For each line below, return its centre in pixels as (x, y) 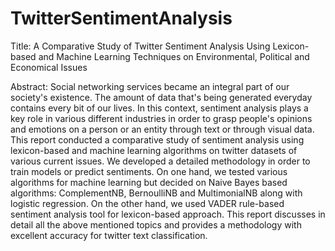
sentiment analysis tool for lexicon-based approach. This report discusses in (168, 214)
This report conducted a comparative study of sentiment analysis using (157, 139)
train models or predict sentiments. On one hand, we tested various (149, 171)
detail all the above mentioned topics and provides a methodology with (156, 224)
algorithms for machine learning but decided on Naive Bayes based (149, 182)
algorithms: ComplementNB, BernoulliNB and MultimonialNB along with (156, 193)
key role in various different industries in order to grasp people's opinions (161, 118)
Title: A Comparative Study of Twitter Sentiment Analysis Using (140, 46)
